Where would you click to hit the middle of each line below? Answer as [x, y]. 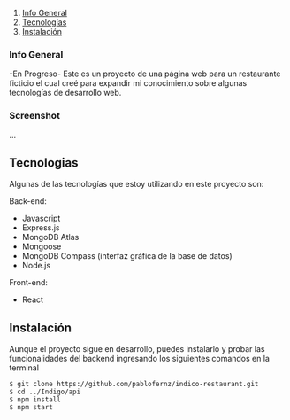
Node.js [36, 266]
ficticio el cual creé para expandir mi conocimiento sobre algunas [128, 83]
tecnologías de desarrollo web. [65, 93]
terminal [24, 368]
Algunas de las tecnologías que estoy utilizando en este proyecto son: [137, 184]
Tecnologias [44, 163]
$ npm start [31, 408]
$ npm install [35, 400]
